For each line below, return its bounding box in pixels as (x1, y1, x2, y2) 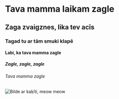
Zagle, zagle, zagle (5, 61, 45, 67)
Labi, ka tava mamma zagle (5, 50, 61, 56)
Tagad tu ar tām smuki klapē (5, 38, 74, 45)
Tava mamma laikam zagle (5, 3, 115, 15)
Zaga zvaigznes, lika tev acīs (5, 23, 95, 31)
